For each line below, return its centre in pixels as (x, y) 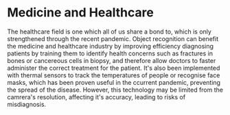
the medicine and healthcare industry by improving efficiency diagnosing (111, 46)
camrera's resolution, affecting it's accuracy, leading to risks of (96, 97)
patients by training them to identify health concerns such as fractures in (110, 53)
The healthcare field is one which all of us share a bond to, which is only (109, 31)
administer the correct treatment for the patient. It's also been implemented (114, 68)
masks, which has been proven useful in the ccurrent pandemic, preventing (114, 82)
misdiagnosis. (27, 104)
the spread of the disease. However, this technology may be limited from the (115, 90)
